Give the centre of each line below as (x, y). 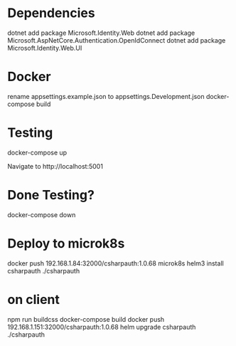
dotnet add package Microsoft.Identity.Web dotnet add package (101, 33)
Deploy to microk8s (66, 243)
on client (34, 299)
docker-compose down (42, 214)
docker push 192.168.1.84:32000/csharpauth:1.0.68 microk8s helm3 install (116, 263)
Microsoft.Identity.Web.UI (45, 48)
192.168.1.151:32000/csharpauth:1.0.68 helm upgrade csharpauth (102, 327)
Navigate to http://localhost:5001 (55, 166)
